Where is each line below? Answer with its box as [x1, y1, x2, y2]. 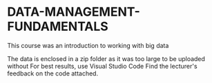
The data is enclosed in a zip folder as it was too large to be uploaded [7, 54, 206, 62]
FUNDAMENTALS [7, 19, 108, 34]
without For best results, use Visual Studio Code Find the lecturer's [7, 62, 198, 70]
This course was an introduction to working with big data [7, 41, 169, 49]
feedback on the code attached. [7, 69, 99, 78]
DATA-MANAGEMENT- [7, 4, 140, 20]
